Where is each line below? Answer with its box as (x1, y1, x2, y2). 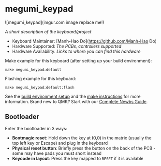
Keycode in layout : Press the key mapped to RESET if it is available (12, 155, 144, 161)
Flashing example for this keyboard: (5, 75, 76, 81)
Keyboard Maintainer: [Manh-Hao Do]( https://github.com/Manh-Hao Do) (12, 38, 157, 44)
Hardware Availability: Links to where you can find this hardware (12, 48, 141, 54)
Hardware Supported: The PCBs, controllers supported (12, 43, 122, 49)
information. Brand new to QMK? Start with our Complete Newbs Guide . (5, 98, 148, 105)
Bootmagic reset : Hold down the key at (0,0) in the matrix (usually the (12, 135, 152, 141)
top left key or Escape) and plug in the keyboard (12, 140, 108, 146)
